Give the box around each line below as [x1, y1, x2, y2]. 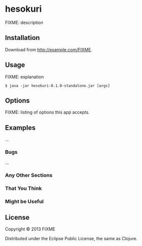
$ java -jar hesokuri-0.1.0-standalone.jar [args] [5, 83, 110, 88]
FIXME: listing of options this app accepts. [5, 109, 90, 115]
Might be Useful [5, 198, 44, 205]
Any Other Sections [5, 172, 53, 179]
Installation [5, 34, 40, 42]
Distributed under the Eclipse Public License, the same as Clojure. [5, 236, 138, 242]
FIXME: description [5, 20, 43, 25]
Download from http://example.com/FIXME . [5, 46, 93, 52]
